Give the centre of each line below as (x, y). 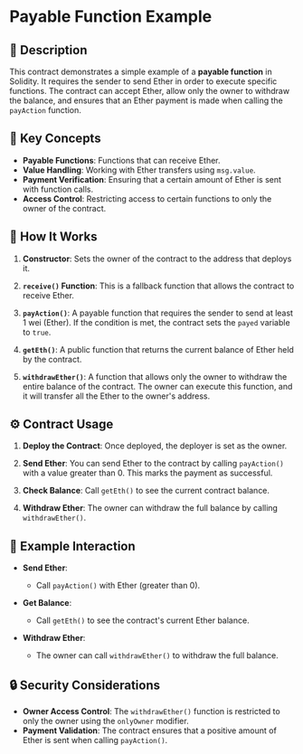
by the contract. (52, 359)
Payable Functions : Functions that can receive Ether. (121, 160)
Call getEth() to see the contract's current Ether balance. (143, 620)
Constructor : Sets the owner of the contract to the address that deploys (157, 259)
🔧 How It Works (53, 237)
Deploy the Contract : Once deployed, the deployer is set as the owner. (155, 446)
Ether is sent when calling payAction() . (95, 740)
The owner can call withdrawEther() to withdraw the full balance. (157, 655)
